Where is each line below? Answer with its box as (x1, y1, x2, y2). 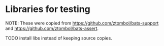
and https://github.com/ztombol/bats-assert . (5, 25, 99, 31)
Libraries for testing (5, 3, 90, 15)
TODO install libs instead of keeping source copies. (5, 35, 113, 41)
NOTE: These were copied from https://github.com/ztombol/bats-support (5, 20, 159, 26)
